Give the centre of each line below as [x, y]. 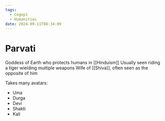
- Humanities [23, 19]
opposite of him [21, 73]
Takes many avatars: [27, 83]
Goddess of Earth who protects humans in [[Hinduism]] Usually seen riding [83, 63]
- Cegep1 [19, 15]
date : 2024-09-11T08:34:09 [33, 24]
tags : [11, 10]
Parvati [21, 49]
